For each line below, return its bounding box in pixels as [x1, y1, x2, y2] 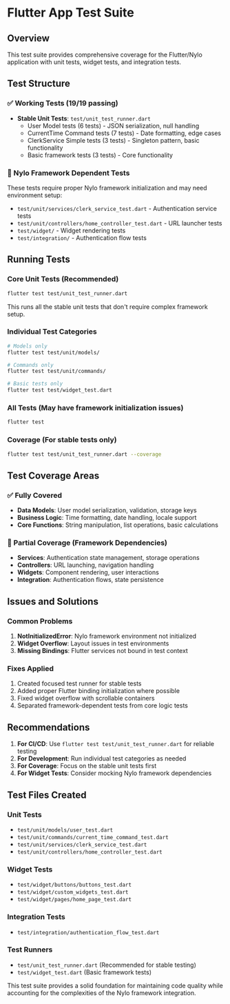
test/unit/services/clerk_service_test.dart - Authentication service [17, 204, 218, 212]
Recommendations [7, 721, 90, 733]
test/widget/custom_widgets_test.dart [17, 889, 129, 896]
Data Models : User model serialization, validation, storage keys [17, 506, 198, 514]
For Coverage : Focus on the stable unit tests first [17, 762, 157, 770]
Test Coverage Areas [7, 470, 100, 481]
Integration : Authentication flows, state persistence [17, 576, 164, 584]
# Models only [7, 343, 48, 350]
